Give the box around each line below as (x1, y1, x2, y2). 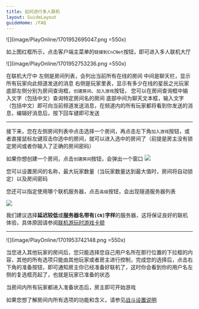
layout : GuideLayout (6, 14, 57, 20)
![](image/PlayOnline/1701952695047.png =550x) (6, 36, 126, 43)
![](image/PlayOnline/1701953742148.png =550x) (6, 237, 126, 244)
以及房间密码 (16, 175, 48, 182)
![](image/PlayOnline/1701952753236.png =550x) (6, 60, 127, 67)
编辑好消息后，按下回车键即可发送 (16, 109, 99, 116)
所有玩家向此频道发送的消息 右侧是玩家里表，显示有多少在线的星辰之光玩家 (6, 80, 190, 87)
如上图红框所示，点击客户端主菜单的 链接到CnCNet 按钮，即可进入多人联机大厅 (6, 48, 191, 55)
